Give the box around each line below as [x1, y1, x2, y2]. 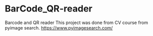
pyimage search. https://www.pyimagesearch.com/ [5, 24, 113, 30]
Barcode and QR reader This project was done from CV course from [5, 19, 148, 25]
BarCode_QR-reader [5, 3, 93, 14]
